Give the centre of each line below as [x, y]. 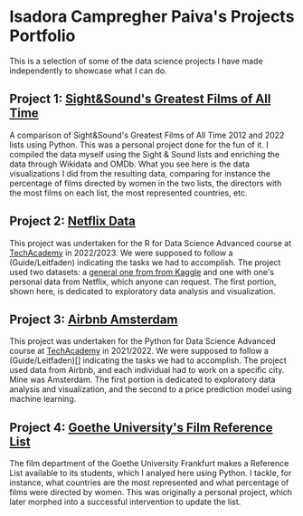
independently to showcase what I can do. [88, 71]
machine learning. [43, 399]
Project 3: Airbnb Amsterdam [94, 319]
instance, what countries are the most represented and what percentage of [149, 483]
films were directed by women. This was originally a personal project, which [151, 492]
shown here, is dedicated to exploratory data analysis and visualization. [142, 291]
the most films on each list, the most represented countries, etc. [128, 193]
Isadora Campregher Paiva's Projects [152, 17]
